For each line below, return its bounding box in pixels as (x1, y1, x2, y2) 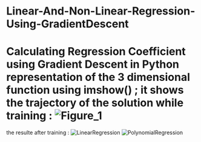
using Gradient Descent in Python (6, 57, 180, 71)
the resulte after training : (6, 129, 70, 137)
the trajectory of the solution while (6, 96, 183, 110)
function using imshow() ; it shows (6, 83, 184, 97)
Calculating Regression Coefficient (6, 45, 186, 59)
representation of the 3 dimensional (6, 71, 191, 84)
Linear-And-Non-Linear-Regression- (6, 4, 196, 18)
